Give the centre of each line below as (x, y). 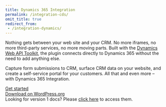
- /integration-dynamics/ (34, 28)
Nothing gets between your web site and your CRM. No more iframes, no (81, 42)
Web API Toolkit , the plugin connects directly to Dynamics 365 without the (82, 53)
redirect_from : (21, 24)
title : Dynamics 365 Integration (40, 10)
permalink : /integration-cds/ (37, 14)
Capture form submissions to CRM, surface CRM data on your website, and (83, 68)
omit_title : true (23, 19)
